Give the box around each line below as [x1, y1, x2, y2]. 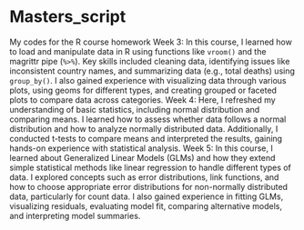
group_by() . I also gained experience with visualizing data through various [9, 75, 287, 85]
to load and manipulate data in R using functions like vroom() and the [9, 45, 267, 56]
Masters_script [9, 6, 127, 27]
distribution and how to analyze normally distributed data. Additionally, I [9, 123, 279, 134]
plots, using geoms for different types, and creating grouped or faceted [9, 85, 278, 95]
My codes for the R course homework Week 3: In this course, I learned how [9, 36, 293, 47]
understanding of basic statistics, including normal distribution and [9, 104, 260, 115]
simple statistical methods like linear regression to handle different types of [9, 162, 291, 173]
